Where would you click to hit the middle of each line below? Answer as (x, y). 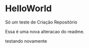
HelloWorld (28, 9)
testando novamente (26, 41)
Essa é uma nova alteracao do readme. (45, 31)
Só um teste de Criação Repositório (41, 22)
